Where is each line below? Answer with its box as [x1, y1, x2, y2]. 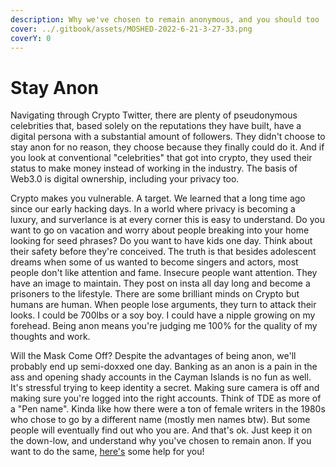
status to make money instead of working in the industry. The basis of [10, 162, 298, 175]
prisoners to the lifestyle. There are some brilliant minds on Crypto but [10, 288, 300, 300]
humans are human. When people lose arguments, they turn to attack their [10, 299, 317, 311]
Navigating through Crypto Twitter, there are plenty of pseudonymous [10, 109, 298, 121]
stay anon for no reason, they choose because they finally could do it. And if [10, 141, 325, 153]
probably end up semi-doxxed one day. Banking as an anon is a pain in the [10, 361, 318, 373]
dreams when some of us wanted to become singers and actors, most [10, 256, 299, 268]
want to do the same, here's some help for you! [10, 446, 205, 458]
